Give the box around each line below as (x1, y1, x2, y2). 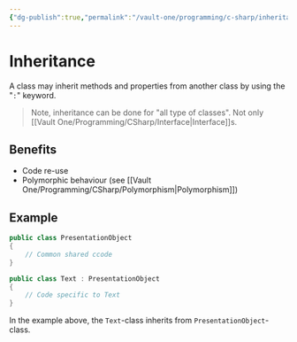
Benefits (9, 142, 57, 157)
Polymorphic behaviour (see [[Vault (21, 175, 152, 186)
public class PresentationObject (9, 234, 133, 243)
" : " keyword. (9, 89, 57, 100)
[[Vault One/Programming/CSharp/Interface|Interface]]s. (30, 116, 238, 127)
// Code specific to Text (25, 291, 121, 299)
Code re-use (21, 166, 69, 176)
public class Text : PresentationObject (9, 274, 161, 284)
